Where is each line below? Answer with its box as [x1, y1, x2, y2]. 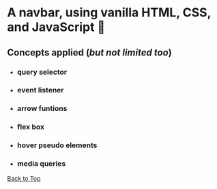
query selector [16, 67, 67, 77]
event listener [16, 86, 64, 95]
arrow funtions [16, 104, 68, 114]
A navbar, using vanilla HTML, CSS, [7, 5, 212, 21]
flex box [16, 122, 45, 131]
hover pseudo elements [16, 140, 98, 150]
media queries [16, 159, 66, 168]
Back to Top [7, 175, 41, 183]
